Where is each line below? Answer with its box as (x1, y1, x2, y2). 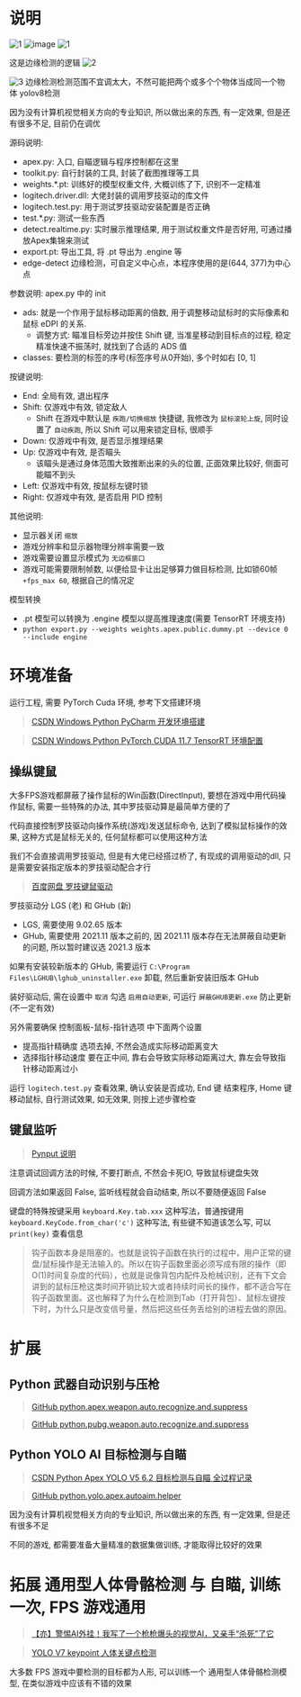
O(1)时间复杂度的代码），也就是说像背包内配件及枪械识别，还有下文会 (31, 1269, 288, 1280)
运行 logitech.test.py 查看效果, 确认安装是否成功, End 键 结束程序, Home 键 (9, 1082, 292, 1093)
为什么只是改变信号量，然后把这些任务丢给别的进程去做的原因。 (55, 1303, 292, 1314)
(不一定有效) (9, 1002, 56, 1013)
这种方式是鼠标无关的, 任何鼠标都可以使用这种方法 (21, 831, 208, 842)
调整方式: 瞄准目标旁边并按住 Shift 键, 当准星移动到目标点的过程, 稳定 (35, 329, 292, 340)
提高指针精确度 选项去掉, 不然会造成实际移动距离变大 (22, 1041, 218, 1052)
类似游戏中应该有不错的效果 (29, 1678, 132, 1689)
